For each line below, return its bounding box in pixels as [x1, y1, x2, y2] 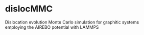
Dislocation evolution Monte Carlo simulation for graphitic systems [5, 19, 139, 25]
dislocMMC [5, 3, 53, 14]
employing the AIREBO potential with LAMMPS [5, 24, 99, 30]
